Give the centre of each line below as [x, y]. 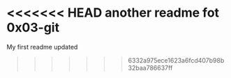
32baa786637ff [150, 68]
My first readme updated [42, 47]
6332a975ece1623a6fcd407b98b [176, 60]
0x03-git [33, 28]
